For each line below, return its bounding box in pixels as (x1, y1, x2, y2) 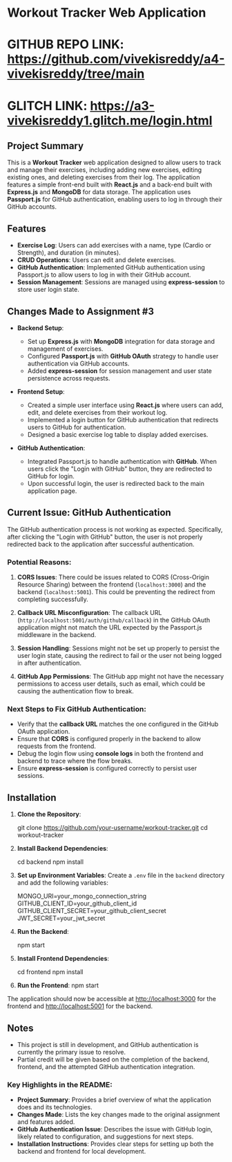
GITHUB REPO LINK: (7, 37, 124, 53)
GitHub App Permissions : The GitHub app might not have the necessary (17, 673, 224, 681)
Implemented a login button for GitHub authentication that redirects (27, 416, 219, 424)
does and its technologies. (17, 1103, 93, 1111)
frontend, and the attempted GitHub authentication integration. (17, 1063, 195, 1071)
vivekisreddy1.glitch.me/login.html (7, 112, 213, 128)
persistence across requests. (27, 374, 110, 382)
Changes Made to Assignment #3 (7, 305, 154, 317)
